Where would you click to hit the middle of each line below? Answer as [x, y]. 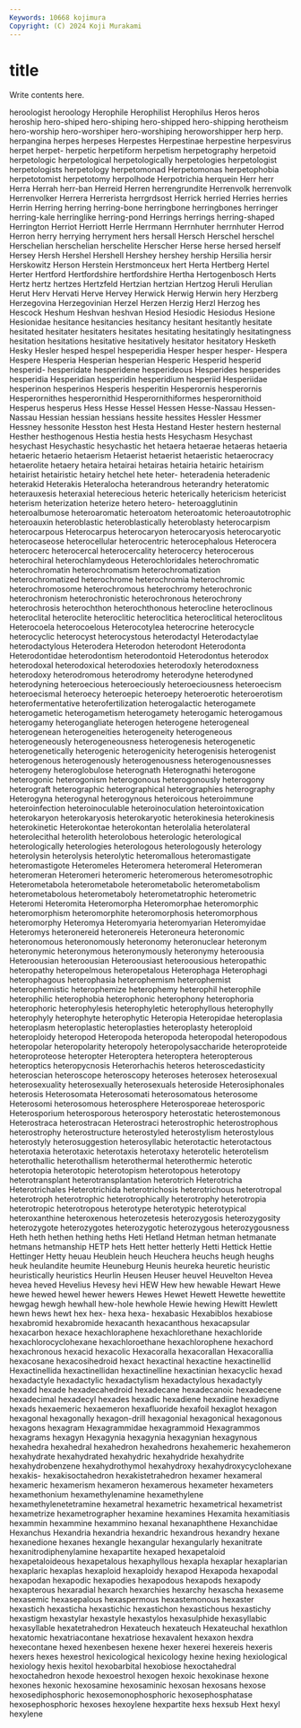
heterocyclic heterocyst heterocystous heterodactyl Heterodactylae [134, 637]
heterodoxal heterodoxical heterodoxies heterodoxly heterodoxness [134, 666]
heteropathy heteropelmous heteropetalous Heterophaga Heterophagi [138, 971]
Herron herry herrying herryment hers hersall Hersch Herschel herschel [142, 236]
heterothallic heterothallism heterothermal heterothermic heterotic [131, 1161]
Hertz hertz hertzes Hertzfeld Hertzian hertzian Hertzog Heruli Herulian [141, 284]
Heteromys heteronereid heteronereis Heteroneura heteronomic [127, 932]
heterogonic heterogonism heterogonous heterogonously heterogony [137, 780]
